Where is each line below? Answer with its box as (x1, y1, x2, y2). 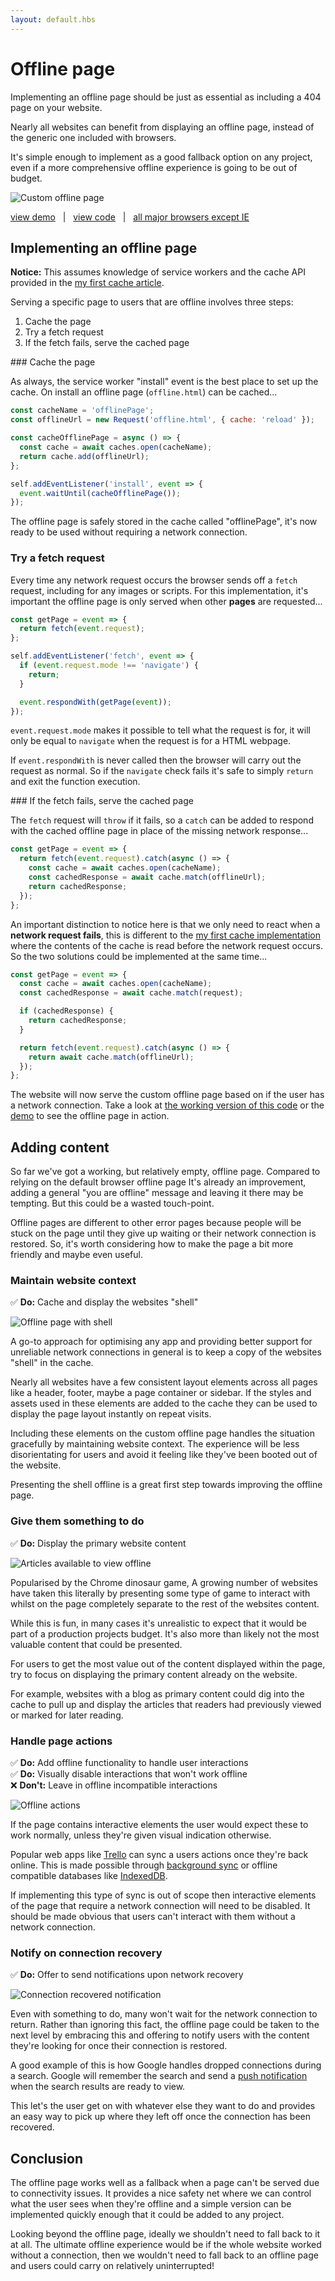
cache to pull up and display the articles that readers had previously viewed (10, 1698, 322, 1710)
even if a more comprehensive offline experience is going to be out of (10, 161, 298, 173)
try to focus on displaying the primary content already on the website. (10, 1668, 298, 1680)
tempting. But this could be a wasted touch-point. (10, 1197, 215, 1210)
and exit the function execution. (10, 776, 141, 788)
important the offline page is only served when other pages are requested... (10, 595, 323, 607)
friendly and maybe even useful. (10, 1249, 143, 1261)
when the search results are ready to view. (10, 2081, 186, 2093)
